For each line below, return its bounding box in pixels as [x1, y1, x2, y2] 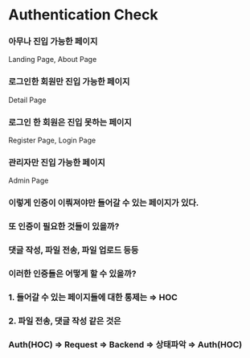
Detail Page [8, 95, 47, 105]
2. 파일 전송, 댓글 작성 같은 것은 [8, 315, 122, 327]
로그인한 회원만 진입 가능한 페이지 [8, 76, 130, 88]
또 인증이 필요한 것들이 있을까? [8, 221, 120, 232]
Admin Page [8, 175, 49, 186]
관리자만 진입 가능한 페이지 [8, 157, 106, 168]
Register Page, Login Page [8, 135, 96, 146]
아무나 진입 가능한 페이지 [8, 36, 98, 47]
